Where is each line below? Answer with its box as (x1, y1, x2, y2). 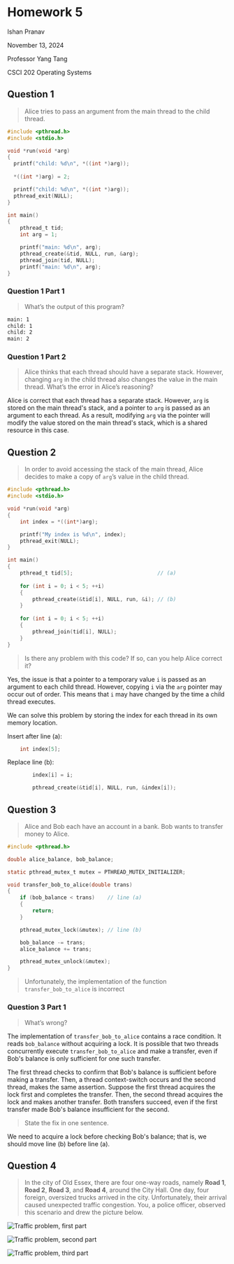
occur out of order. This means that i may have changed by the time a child (7, 689, 225, 698)
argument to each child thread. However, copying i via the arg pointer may (7, 682, 222, 691)
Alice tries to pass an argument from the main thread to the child (24, 107, 210, 116)
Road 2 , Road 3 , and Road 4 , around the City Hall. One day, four (24, 1186, 210, 1195)
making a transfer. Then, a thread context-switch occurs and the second (7, 1075, 216, 1083)
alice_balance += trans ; (20, 945, 92, 953)
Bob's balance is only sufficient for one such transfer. (7, 1054, 161, 1062)
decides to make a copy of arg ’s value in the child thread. (24, 472, 189, 481)
